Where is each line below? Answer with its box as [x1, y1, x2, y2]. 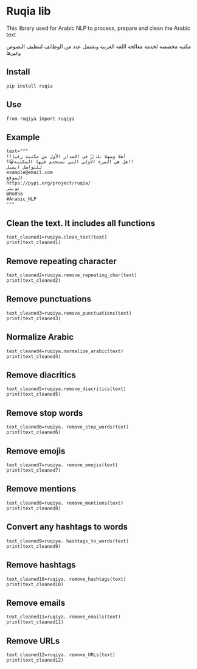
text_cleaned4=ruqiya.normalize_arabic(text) [6, 348, 123, 354]
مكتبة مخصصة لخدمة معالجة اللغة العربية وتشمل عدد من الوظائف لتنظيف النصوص [6, 43, 192, 50]
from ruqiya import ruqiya [6, 116, 75, 122]
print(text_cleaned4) [6, 353, 61, 360]
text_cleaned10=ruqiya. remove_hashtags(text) [6, 576, 126, 582]
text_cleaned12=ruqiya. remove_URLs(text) [6, 652, 116, 658]
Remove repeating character [6, 256, 117, 266]
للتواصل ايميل [6, 164, 43, 170]
